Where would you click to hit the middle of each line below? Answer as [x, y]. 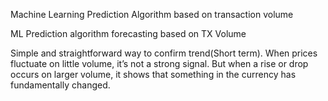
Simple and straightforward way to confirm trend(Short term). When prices [164, 53]
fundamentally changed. [60, 85]
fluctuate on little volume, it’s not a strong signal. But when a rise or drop [159, 63]
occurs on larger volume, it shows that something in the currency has [153, 74]
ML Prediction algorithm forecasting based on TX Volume [128, 33]
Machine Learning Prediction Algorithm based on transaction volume [152, 14]
